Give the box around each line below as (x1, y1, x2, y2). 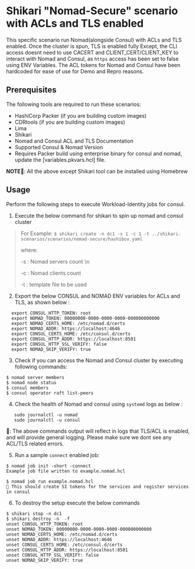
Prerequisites (6, 85, 57, 95)
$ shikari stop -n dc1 (6, 510, 62, 516)
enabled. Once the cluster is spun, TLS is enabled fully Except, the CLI (6, 43, 177, 50)
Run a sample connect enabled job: (14, 451, 100, 458)
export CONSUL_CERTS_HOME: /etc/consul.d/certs (11, 330, 131, 337)
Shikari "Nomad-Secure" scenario (6, 4, 178, 18)
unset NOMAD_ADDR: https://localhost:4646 (6, 536, 112, 542)
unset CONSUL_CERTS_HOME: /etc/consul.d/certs (6, 542, 123, 548)
